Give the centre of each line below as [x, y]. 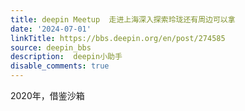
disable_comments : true [60, 66]
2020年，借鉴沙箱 [47, 95]
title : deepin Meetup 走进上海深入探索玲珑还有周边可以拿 [123, 19]
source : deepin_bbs [51, 47]
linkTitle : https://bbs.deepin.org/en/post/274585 [118, 38]
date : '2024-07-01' [51, 29]
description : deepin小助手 [66, 57]
